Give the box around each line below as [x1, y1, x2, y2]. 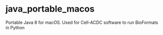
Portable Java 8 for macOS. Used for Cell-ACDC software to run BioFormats [5, 19, 158, 25]
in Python [5, 24, 25, 30]
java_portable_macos [5, 3, 95, 15]
